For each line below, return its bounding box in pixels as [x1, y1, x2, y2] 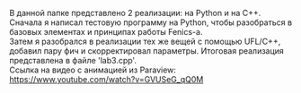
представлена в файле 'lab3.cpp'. [9, 55, 137, 65]
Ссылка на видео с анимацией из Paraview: [9, 64, 177, 75]
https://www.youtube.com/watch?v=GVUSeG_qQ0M [9, 74, 204, 84]
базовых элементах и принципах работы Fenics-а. [9, 27, 203, 37]
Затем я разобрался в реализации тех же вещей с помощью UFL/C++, [9, 36, 281, 46]
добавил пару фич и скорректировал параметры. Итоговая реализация [9, 46, 285, 56]
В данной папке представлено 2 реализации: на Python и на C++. [9, 8, 261, 18]
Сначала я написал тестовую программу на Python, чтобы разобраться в [9, 17, 293, 28]
